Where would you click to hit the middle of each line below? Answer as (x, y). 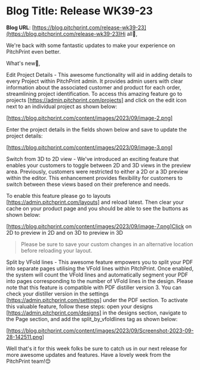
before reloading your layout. (56, 250)
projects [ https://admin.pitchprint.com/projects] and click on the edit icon (96, 100)
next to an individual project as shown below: (62, 106)
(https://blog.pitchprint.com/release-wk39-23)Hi (66, 33)
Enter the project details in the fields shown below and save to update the (96, 129)
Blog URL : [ (20, 27)
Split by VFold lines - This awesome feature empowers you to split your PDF (100, 262)
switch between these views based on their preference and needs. (88, 184)
